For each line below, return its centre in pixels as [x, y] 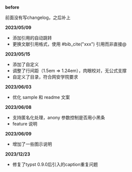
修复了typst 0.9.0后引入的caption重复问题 [55, 164]
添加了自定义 [25, 64]
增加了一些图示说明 [32, 144]
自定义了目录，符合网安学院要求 [45, 77]
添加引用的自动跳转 [32, 38]
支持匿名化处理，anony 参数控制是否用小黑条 [59, 117]
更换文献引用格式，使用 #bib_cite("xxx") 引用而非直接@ [69, 44]
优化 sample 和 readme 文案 [41, 97]
